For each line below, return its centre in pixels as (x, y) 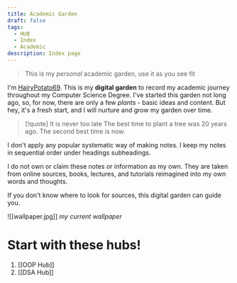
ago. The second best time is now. (75, 131)
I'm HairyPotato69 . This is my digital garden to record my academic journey (118, 87)
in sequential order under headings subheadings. (79, 152)
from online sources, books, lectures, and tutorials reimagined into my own (117, 174)
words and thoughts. (38, 181)
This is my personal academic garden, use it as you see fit (110, 73)
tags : (15, 27)
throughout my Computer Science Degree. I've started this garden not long (117, 95)
